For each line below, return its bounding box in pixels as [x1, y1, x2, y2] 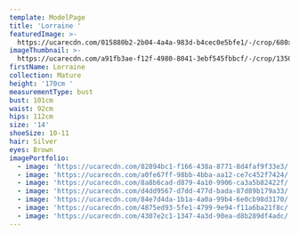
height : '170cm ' [9, 79, 74, 88]
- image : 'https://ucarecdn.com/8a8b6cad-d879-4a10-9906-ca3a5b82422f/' [17, 179, 293, 188]
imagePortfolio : [9, 153, 69, 163]
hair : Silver [9, 137, 58, 146]
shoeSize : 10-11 [9, 129, 69, 138]
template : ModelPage [9, 12, 86, 22]
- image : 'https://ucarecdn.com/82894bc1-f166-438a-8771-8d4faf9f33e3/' [17, 162, 293, 171]
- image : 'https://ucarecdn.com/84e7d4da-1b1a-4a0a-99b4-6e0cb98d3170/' [17, 195, 293, 205]
